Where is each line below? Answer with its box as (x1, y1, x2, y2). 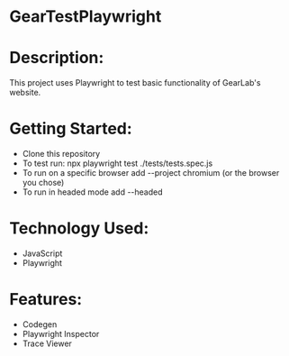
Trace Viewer (22, 338, 72, 349)
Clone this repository (22, 149, 101, 160)
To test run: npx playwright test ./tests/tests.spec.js (22, 158, 213, 169)
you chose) (22, 178, 65, 188)
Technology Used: (9, 218, 149, 239)
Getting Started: (9, 119, 132, 139)
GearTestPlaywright (9, 6, 162, 27)
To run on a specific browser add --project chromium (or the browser (22, 168, 280, 178)
